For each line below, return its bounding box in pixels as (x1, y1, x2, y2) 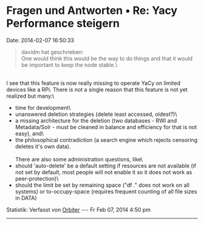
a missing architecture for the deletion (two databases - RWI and (15, 116, 177, 124)
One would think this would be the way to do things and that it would (21, 55, 193, 62)
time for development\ (15, 104, 71, 111)
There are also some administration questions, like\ (15, 155, 143, 163)
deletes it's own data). (15, 143, 71, 150)
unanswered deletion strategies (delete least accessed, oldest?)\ (15, 110, 177, 118)
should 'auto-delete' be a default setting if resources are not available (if (15, 162, 196, 169)
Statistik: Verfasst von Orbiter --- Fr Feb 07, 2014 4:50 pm (6, 206, 151, 213)
